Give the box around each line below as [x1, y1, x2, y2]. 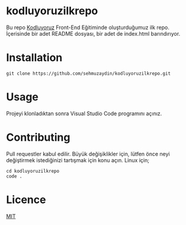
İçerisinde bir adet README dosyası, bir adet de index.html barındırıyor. [6, 30, 181, 37]
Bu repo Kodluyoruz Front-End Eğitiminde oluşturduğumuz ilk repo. [6, 24, 170, 31]
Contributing [6, 131, 70, 144]
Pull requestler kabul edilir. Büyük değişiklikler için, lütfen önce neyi [6, 150, 170, 157]
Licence [6, 193, 46, 206]
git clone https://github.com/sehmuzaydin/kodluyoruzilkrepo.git [6, 70, 171, 77]
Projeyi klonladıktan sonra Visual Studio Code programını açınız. [6, 110, 162, 117]
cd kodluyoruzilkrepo [6, 168, 60, 174]
